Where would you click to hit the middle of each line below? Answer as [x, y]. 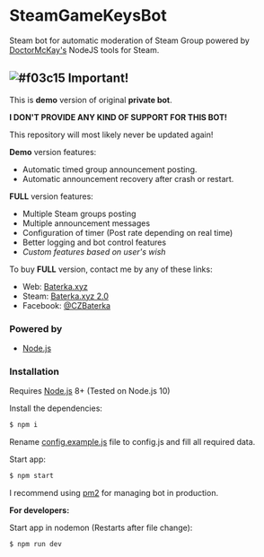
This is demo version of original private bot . [91, 100]
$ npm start [31, 476]
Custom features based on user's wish [94, 251]
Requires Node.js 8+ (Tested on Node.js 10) [90, 391]
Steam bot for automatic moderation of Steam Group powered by [129, 40]
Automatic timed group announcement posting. [110, 169]
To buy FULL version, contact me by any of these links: [111, 269]
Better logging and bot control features [94, 242]
